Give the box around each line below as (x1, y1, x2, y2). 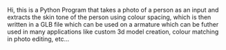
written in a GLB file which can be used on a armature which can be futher (7, 21, 219, 28)
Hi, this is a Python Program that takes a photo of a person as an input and (7, 6, 219, 14)
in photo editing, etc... (7, 35, 70, 43)
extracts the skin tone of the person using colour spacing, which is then (7, 13, 211, 21)
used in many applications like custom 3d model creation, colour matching (7, 27, 219, 36)
